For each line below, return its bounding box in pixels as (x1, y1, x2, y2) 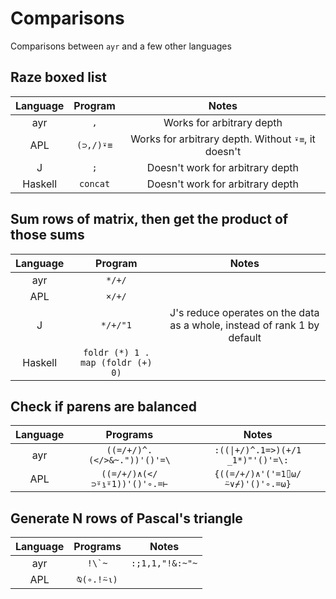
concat (79, 178, 111, 189)
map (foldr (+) (80, 357, 153, 368)
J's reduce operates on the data (169, 305, 320, 319)
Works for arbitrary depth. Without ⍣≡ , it (130, 132, 316, 146)
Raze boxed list (10, 69, 107, 86)
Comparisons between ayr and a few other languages (10, 40, 232, 52)
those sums (10, 227, 85, 244)
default (228, 330, 262, 344)
